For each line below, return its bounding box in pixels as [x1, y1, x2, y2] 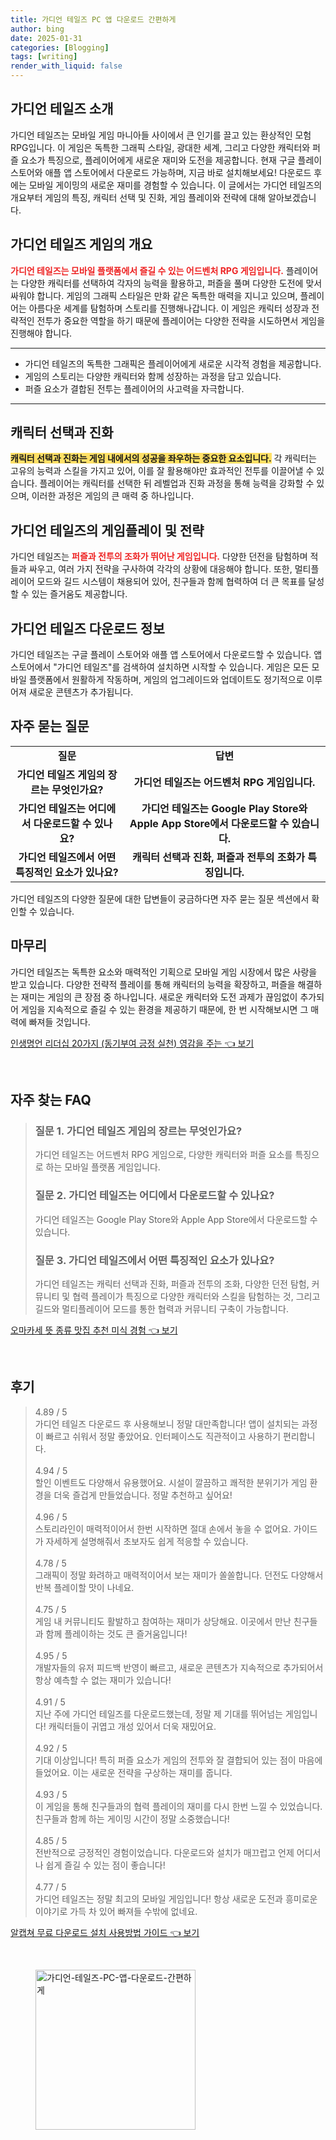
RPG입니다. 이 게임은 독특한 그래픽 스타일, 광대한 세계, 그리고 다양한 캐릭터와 [10, 141, 311, 153]
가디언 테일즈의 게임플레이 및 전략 [10, 522, 205, 539]
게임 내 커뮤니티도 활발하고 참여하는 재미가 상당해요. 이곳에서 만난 [34, 1615, 292, 1627]
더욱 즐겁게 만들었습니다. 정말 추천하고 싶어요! [53, 1489, 233, 1501]
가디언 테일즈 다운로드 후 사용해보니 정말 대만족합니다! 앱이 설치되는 [34, 1417, 300, 1430]
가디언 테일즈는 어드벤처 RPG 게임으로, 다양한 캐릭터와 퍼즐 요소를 [34, 1149, 293, 1161]
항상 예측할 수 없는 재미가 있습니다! [34, 1674, 172, 1686]
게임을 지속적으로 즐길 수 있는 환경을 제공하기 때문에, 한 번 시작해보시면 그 [20, 1003, 309, 1015]
